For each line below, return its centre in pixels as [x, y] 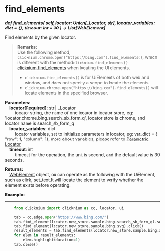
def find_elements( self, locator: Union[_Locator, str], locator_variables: [80, 23]
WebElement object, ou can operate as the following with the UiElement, [82, 174]
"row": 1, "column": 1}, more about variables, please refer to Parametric [77, 139]
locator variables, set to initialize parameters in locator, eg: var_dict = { [86, 134]
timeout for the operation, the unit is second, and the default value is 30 [87, 154]
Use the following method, [44, 52]
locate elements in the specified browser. [66, 93]
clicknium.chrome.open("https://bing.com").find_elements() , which [87, 57]
